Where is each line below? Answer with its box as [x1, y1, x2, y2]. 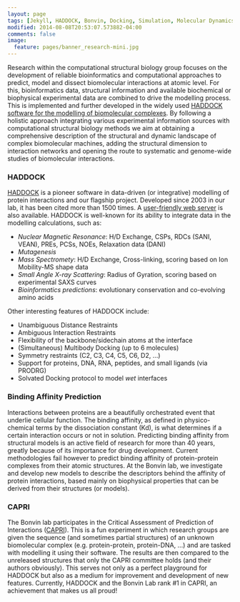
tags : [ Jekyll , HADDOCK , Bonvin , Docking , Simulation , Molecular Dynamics [7, 17, 235, 24]
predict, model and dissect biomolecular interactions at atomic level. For [7, 79, 220, 86]
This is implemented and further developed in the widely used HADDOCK [7, 101, 223, 109]
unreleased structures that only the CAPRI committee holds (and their [7, 556, 212, 564]
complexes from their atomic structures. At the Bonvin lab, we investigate [7, 461, 223, 470]
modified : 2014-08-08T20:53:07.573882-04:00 [7, 24, 142, 31]
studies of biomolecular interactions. [7, 154, 115, 163]
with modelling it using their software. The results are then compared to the [7, 548, 229, 557]
